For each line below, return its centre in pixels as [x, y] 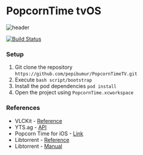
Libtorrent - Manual [38, 146]
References [23, 108]
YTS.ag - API [31, 127]
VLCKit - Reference [38, 121]
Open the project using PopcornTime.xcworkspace [74, 93]
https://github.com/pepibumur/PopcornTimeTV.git [76, 74]
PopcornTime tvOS [54, 11]
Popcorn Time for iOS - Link [49, 133]
